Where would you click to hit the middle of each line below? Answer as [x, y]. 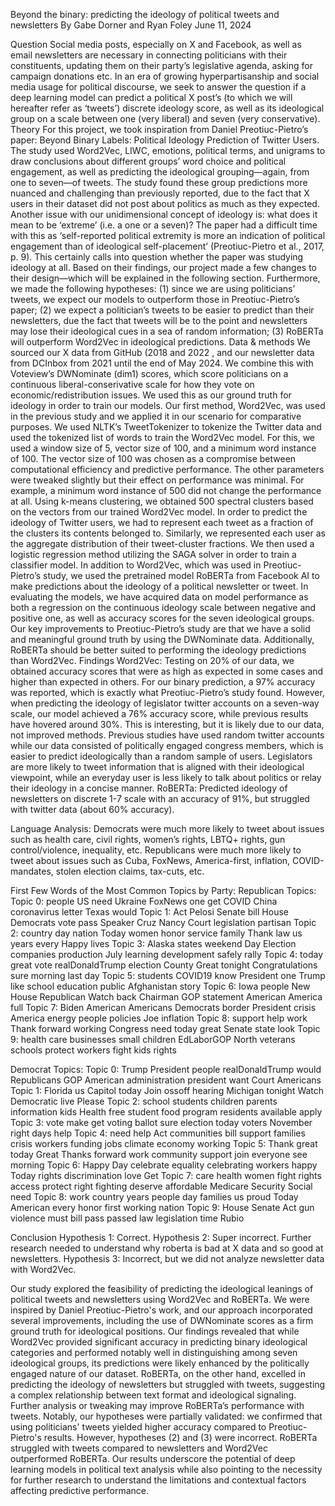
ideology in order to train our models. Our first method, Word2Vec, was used [168, 405]
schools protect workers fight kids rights [93, 1050]
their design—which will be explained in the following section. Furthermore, [165, 278]
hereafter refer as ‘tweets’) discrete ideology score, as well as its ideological [167, 108]
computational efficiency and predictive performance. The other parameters [167, 469]
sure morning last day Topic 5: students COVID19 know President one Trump [168, 975]
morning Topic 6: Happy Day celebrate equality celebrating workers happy [164, 1165]
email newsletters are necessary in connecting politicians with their [149, 55]
